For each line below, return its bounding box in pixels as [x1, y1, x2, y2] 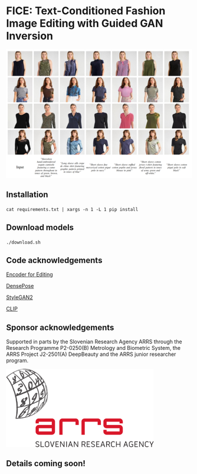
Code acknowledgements [6, 255, 103, 265]
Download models [6, 223, 74, 233]
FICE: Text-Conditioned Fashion [6, 4, 166, 18]
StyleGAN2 [6, 294, 34, 301]
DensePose [6, 283, 34, 290]
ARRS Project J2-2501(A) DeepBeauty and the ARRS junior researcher [6, 350, 176, 358]
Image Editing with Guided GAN [6, 17, 163, 30]
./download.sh [6, 239, 41, 245]
